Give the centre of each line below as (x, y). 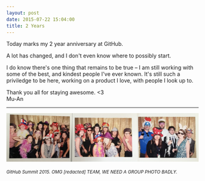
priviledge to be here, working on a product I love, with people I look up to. (100, 81)
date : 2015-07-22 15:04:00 (41, 19)
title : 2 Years (26, 26)
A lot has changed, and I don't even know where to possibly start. (89, 56)
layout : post (23, 13)
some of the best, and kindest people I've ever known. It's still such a (93, 74)
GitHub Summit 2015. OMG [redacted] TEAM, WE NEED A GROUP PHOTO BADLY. (92, 172)
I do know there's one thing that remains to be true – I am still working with (100, 68)
